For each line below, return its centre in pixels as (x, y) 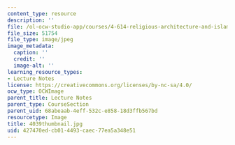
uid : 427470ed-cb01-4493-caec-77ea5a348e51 (72, 130)
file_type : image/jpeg (40, 40)
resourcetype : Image (37, 117)
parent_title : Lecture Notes (50, 98)
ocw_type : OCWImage (36, 91)
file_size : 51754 (33, 33)
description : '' (31, 20)
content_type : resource (42, 14)
